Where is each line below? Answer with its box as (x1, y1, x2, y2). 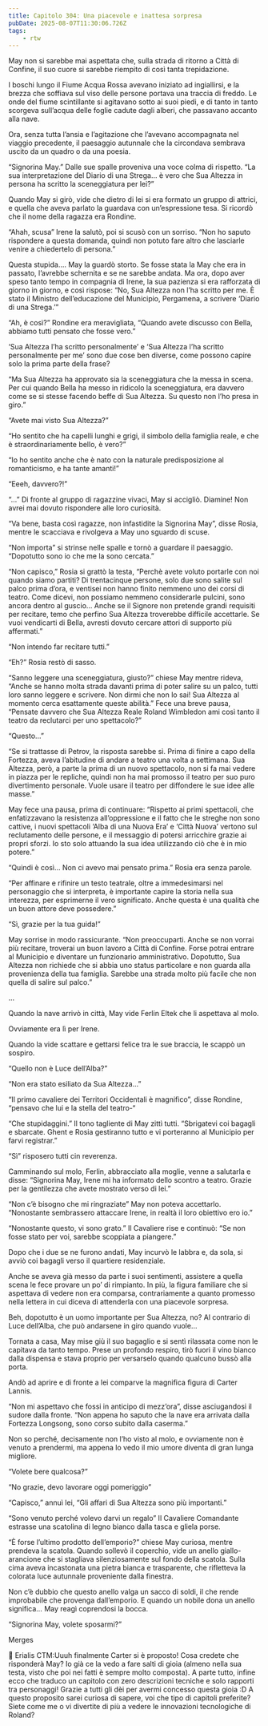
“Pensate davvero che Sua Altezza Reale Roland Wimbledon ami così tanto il (8, 707, 260, 717)
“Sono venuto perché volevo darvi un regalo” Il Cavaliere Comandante (8, 1514, 239, 1523)
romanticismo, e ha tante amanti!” (8, 464, 120, 474)
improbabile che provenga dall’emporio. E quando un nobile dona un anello (8, 1595, 255, 1605)
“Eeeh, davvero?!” (8, 479, 68, 489)
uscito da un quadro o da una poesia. (8, 147, 131, 156)
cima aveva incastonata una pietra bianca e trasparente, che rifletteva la (8, 1563, 246, 1573)
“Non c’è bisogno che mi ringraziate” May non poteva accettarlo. (8, 1200, 222, 1209)
